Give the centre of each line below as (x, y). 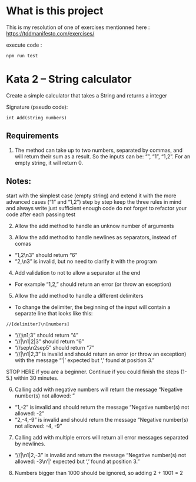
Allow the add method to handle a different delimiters (79, 295)
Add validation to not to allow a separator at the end (77, 272)
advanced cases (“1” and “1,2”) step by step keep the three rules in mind (94, 201)
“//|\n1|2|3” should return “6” (49, 341)
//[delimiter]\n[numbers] (38, 324)
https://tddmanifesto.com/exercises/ (50, 33)
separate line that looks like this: (54, 313)
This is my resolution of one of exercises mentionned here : (78, 27)
